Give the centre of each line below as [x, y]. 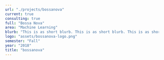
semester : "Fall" [23, 41]
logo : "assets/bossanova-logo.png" [41, 37]
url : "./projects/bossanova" [35, 9]
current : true [20, 14]
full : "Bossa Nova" [25, 23]
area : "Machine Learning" [31, 28]
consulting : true [23, 18]
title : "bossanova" [25, 50]
